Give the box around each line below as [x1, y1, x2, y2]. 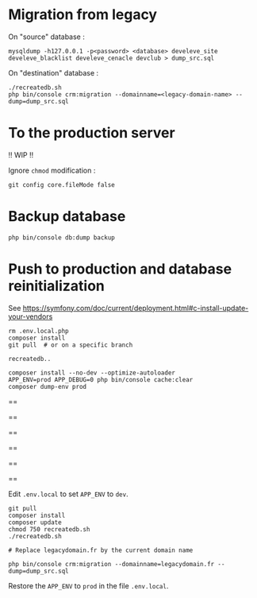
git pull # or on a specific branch [8, 340, 133, 349]
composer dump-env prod [8, 382, 87, 390]
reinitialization [8, 277, 105, 295]
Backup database [8, 208, 126, 226]
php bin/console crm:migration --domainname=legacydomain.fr [8, 560, 215, 568]
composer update [8, 518, 62, 526]
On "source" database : [8, 32, 85, 41]
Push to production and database [8, 260, 232, 278]
